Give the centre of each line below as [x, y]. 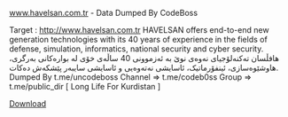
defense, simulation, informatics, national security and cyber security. [136, 49]
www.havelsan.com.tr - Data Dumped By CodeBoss [103, 13]
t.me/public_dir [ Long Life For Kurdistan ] [85, 86]
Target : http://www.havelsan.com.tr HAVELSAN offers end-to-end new [139, 30]
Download [28, 104]
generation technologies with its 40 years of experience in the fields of [138, 39]
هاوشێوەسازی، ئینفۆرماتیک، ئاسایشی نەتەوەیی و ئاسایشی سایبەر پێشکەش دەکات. [144, 67]
